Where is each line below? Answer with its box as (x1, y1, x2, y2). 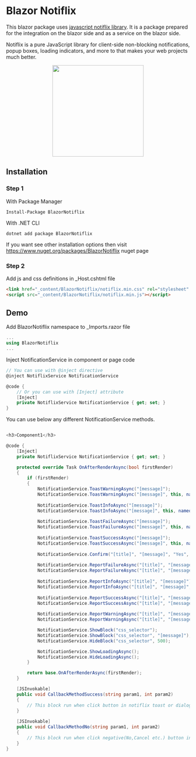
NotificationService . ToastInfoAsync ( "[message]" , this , (37, 508, 176, 514)
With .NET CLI (6, 219, 40, 226)
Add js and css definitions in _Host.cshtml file (6, 275, 116, 282)
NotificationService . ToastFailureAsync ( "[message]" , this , (37, 524, 184, 530)
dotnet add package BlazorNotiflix (6, 230, 93, 236)
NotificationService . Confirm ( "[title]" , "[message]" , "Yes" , (37, 551, 190, 557)
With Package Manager (6, 198, 62, 205)
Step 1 (6, 184, 24, 192)
